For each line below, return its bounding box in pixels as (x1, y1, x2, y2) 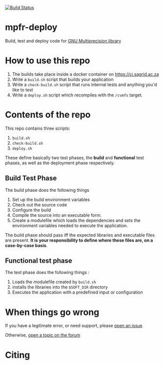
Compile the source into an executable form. (12, 212, 102, 218)
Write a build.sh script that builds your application (12, 76, 114, 82)
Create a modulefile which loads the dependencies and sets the (12, 217, 141, 223)
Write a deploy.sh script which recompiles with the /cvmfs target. (12, 92, 143, 98)
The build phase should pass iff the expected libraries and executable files (5, 232, 155, 238)
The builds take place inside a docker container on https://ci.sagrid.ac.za (12, 71, 159, 77)
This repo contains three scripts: (5, 125, 71, 131)
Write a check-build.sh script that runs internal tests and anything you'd (12, 81, 157, 88)
